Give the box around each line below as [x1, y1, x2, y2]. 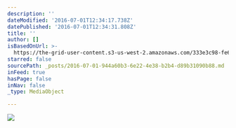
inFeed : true [7, 69, 46, 76]
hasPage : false [7, 75, 52, 83]
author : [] [7, 36, 39, 43]
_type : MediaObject [7, 88, 65, 95]
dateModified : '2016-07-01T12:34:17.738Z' [7, 17, 133, 24]
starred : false [7, 56, 52, 63]
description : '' [7, 10, 55, 17]
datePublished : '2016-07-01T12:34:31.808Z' [7, 23, 137, 30]
